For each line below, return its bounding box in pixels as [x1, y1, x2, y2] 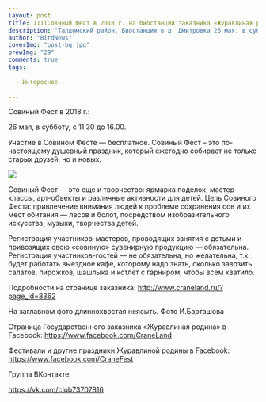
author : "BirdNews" [8, 33, 73, 42]
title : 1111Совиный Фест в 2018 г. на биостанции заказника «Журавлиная [8, 19, 253, 27]
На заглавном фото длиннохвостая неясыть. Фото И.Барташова [8, 307, 224, 316]
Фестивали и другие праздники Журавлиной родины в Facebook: [8, 346, 230, 355]
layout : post [8, 11, 51, 20]
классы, [8, 193, 36, 203]
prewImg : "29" [8, 48, 55, 56]
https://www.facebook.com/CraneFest [8, 354, 134, 364]
